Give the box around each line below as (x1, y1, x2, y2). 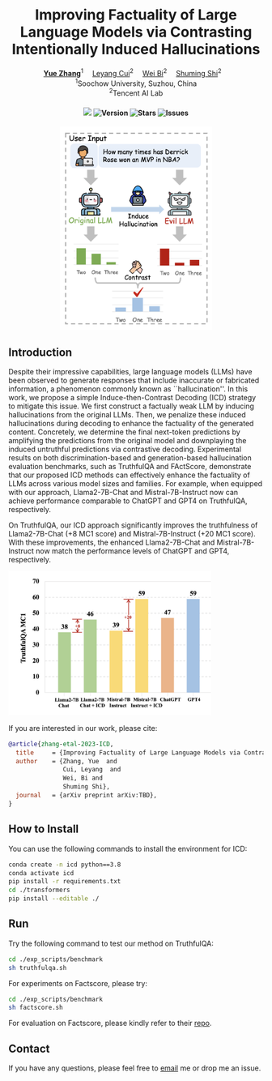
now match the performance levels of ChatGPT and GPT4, (36, 546, 230, 556)
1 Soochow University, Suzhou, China (74, 77, 198, 88)
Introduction (8, 346, 73, 360)
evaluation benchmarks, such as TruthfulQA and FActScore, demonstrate (8, 462, 252, 472)
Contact (8, 1041, 50, 1055)
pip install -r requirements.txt (8, 878, 121, 886)
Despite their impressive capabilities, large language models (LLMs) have (8, 367, 253, 377)
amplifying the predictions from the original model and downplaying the (8, 436, 247, 446)
